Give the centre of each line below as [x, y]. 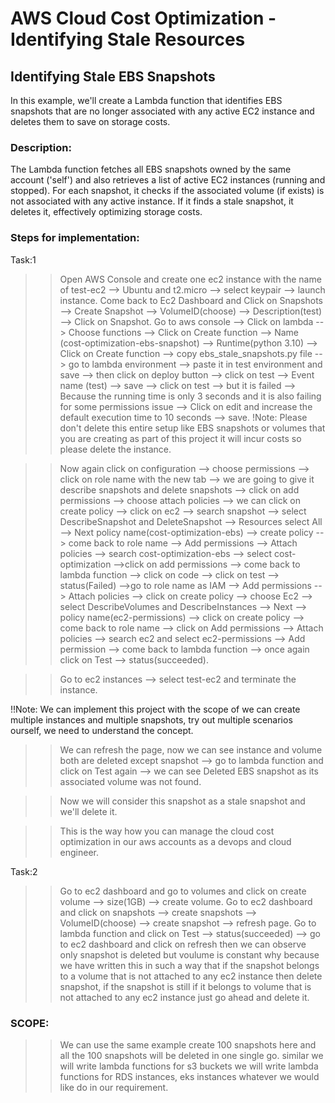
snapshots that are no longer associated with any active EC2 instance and [162, 111]
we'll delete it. [88, 811]
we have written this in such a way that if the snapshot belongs [189, 965]
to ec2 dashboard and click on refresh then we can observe [183, 944]
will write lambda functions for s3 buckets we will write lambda [189, 1066]
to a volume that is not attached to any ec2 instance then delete [191, 976]
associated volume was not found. [130, 781]
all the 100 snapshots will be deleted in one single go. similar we [191, 1055]
